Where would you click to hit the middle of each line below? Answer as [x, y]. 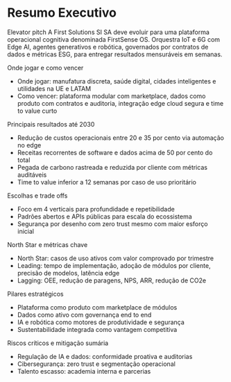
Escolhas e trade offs [37, 196]
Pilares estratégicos [35, 294]
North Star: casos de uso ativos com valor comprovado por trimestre [115, 258]
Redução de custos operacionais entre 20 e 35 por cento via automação [120, 138]
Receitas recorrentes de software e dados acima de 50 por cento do [115, 152]
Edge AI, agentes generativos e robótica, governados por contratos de [108, 47]
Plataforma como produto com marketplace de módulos [97, 307]
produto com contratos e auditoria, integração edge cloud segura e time [120, 103]
